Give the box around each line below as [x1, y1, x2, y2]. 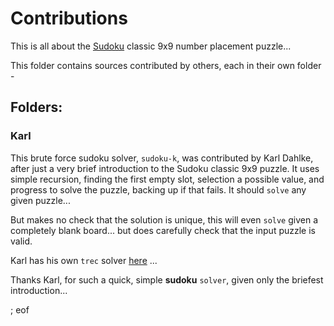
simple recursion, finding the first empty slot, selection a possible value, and [10, 173, 325, 185]
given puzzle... [10, 194, 71, 206]
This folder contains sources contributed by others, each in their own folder [10, 59, 322, 71]
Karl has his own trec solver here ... [10, 254, 158, 266]
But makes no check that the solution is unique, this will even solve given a [10, 213, 319, 226]
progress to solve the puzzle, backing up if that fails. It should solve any [10, 183, 307, 196]
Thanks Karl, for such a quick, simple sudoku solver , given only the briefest [10, 273, 324, 286]
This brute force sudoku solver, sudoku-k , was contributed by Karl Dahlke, [10, 152, 314, 164]
